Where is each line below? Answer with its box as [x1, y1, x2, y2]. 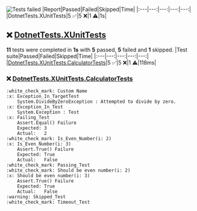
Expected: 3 [17, 125, 47, 131]
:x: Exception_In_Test [6, 104, 63, 110]
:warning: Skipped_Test [6, 194, 66, 200]
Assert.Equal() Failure [17, 120, 77, 126]
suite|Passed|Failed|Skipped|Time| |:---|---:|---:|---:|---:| [6, 52, 149, 60]
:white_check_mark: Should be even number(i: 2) [6, 167, 131, 174]
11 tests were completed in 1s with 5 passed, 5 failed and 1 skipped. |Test [6, 46, 188, 53]
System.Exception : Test [17, 109, 80, 115]
